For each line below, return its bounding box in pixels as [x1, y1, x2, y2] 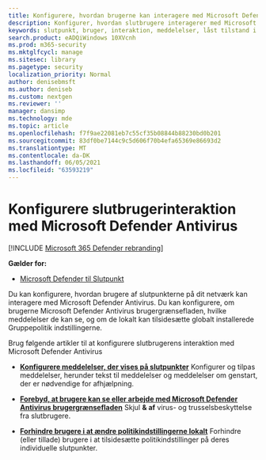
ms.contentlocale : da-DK [8, 151, 90, 159]
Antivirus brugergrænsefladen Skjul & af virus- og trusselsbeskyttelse [19, 402, 253, 412]
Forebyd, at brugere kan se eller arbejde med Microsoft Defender [19, 393, 238, 404]
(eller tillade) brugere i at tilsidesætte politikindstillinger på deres [19, 435, 230, 444]
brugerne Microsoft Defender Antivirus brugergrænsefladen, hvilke [8, 306, 227, 315]
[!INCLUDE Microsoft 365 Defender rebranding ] [8, 243, 164, 253]
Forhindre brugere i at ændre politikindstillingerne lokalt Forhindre [19, 426, 241, 435]
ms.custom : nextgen [8, 93, 73, 101]
